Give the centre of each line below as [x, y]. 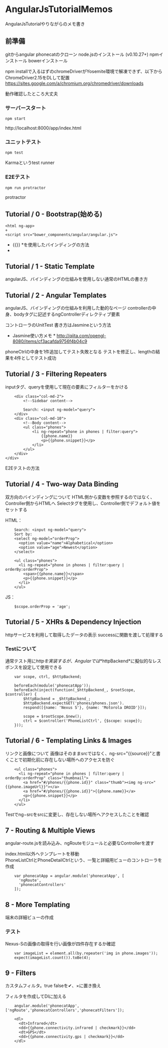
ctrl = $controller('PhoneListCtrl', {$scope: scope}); [83, 721]
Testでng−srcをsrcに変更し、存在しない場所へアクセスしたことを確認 [77, 814]
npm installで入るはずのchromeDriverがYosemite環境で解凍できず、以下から [84, 71]
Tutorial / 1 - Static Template [50, 266]
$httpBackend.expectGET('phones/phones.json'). [74, 703]
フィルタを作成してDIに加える [36, 996]
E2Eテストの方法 [23, 468]
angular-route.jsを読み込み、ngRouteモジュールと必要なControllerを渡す [80, 843]
